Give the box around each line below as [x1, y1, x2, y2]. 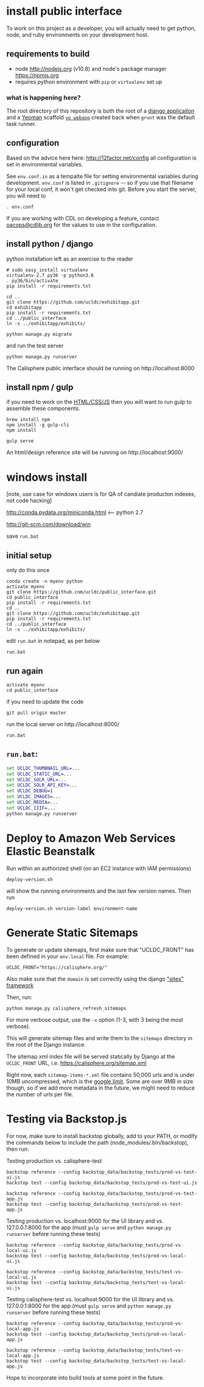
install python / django [6, 239, 93, 249]
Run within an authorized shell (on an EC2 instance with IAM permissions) [6, 865, 192, 872]
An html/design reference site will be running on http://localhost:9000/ [6, 448, 184, 456]
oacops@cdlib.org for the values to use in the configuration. [6, 221, 157, 228]
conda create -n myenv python [6, 578, 83, 585]
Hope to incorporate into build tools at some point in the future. [6, 1374, 164, 1381]
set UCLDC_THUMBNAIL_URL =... [6, 765, 80, 772]
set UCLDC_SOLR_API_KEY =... [6, 782, 78, 789]
